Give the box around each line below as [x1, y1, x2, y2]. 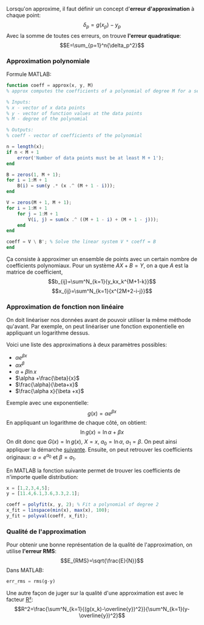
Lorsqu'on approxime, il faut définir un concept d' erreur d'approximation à [6, 5, 195, 12]
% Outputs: [6, 127, 34, 133]
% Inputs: [6, 99, 32, 105]
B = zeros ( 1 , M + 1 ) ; [6, 172, 61, 178]
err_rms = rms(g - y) [6, 578, 56, 585]
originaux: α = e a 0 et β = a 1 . [6, 453, 76, 462]
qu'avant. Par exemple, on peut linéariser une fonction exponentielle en [6, 323, 185, 330]
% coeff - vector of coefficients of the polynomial [6, 133, 143, 139]
